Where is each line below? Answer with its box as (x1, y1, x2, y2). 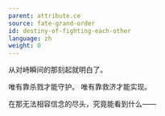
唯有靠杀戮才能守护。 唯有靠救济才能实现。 (8, 82, 151, 92)
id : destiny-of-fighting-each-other (8, 27, 131, 35)
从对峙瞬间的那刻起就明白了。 (8, 65, 107, 75)
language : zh (8, 34, 52, 43)
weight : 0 (8, 42, 42, 50)
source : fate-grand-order (8, 19, 95, 27)
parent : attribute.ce (8, 11, 81, 20)
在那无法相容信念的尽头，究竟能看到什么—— (8, 99, 157, 109)
